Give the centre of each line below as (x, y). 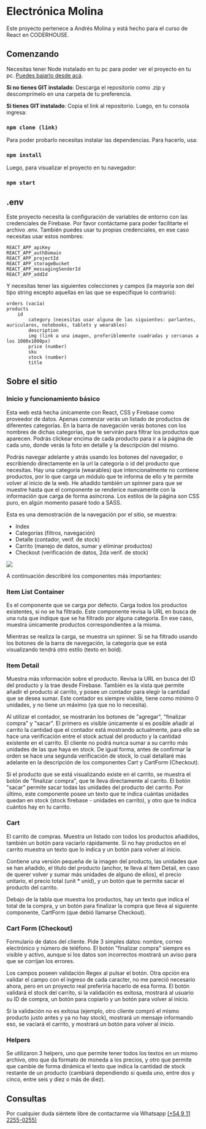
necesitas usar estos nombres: (45, 236)
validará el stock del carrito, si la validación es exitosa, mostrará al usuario (100, 992)
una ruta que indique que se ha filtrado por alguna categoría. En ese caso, (100, 618)
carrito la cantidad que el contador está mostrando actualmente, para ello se (103, 730)
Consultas (27, 1099)
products (17, 309)
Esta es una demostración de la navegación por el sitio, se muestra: (92, 514)
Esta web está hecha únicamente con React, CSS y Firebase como (90, 412)
